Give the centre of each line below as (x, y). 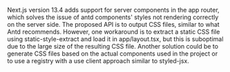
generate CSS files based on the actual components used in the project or (113, 53)
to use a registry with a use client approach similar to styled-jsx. (98, 61)
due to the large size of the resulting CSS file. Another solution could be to (113, 46)
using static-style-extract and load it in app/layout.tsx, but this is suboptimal (115, 39)
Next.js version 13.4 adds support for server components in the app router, (113, 10)
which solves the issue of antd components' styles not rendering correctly (113, 17)
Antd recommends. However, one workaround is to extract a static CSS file (114, 32)
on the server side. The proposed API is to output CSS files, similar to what (113, 24)
